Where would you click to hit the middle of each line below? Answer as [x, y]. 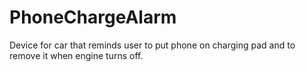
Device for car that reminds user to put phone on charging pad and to [152, 45]
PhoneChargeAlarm [93, 17]
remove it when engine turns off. [76, 55]
